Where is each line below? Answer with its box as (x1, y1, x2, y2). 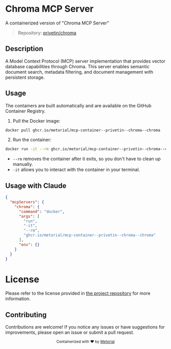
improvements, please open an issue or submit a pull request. (5, 329, 134, 336)
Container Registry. (5, 108, 46, 114)
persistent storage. (5, 74, 45, 80)
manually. (12, 161, 33, 167)
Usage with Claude (5, 181, 67, 190)
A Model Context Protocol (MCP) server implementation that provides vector (5, 58, 165, 64)
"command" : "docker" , (18, 209, 65, 214)
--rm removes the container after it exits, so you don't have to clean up (12, 156, 161, 162)
